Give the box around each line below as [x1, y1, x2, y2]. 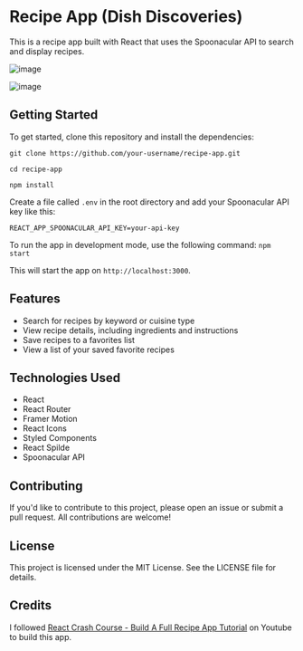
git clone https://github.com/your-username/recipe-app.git [9, 148, 241, 158]
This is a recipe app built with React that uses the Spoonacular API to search [9, 36, 294, 47]
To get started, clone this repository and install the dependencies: [9, 131, 255, 142]
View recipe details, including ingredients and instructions [22, 324, 239, 336]
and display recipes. [9, 45, 85, 56]
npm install [9, 180, 54, 189]
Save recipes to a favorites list [22, 334, 136, 345]
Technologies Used [9, 369, 120, 386]
